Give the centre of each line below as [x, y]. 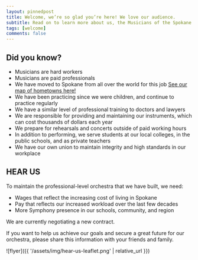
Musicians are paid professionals [55, 78]
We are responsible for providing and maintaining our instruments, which [103, 115]
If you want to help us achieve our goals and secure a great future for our [95, 233]
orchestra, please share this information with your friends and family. [90, 239]
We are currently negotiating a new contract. [61, 222]
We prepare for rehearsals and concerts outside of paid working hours [100, 128]
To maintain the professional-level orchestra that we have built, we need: [95, 186]
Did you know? [34, 58]
